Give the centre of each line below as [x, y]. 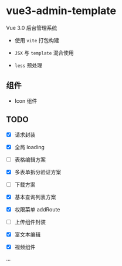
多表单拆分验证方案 [38, 172]
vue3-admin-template [61, 11]
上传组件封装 [30, 222]
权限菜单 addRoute [37, 209]
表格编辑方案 [30, 159]
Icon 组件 [26, 100]
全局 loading [30, 147]
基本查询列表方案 [35, 197]
